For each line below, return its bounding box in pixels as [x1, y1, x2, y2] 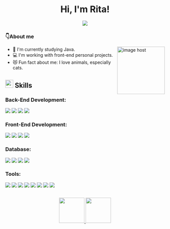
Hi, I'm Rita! [60, 4, 110, 15]
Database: [5, 146, 31, 153]
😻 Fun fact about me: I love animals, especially [12, 59, 111, 65]
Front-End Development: [5, 121, 67, 128]
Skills [14, 81, 32, 90]
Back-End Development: [5, 96, 67, 103]
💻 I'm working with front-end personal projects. [12, 52, 113, 58]
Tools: [5, 171, 21, 178]
